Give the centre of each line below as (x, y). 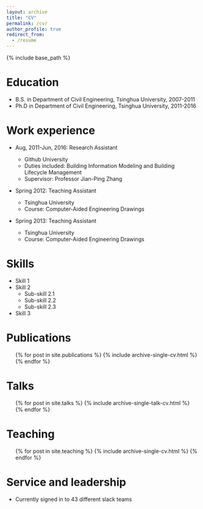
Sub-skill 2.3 (40, 307)
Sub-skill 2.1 (39, 293)
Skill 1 (22, 280)
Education (33, 82)
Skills (20, 264)
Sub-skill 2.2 (40, 300)
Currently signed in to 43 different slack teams (73, 499)
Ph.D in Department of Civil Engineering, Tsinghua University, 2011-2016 (105, 106)
